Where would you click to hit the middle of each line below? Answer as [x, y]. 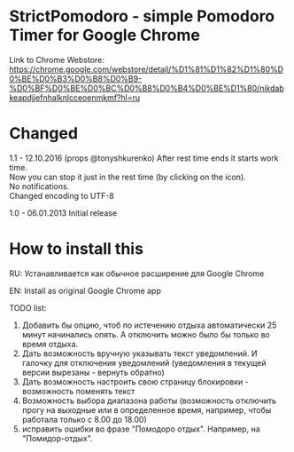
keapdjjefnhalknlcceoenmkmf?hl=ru [74, 97]
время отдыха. [50, 344]
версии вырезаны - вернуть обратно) [93, 372]
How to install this [77, 249]
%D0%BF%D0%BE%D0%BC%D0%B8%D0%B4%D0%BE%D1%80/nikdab [147, 88]
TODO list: [28, 307]
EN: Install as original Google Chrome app [85, 290]
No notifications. [39, 186]
